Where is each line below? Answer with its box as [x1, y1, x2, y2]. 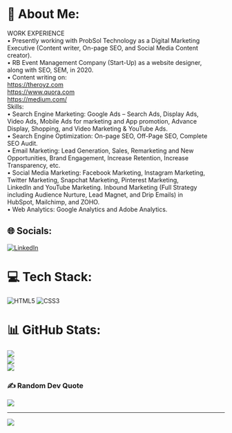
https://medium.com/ [7, 95, 68, 103]
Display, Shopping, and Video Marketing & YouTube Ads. [7, 124, 168, 133]
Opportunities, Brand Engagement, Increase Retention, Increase [7, 153, 188, 162]
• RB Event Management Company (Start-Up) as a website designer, [7, 58, 202, 66]
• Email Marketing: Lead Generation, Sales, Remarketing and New [7, 146, 194, 155]
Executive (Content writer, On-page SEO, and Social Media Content [7, 44, 199, 52]
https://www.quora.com [7, 88, 75, 96]
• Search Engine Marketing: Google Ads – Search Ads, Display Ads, [7, 110, 199, 118]
